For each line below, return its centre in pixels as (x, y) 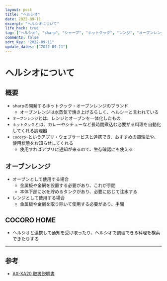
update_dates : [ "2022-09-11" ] (37, 47)
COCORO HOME (31, 220)
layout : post (19, 10)
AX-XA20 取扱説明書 (34, 274)
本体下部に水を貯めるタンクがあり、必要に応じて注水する (79, 191)
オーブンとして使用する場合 (41, 179)
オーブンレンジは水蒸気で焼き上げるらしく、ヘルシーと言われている (89, 112)
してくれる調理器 (30, 130)
